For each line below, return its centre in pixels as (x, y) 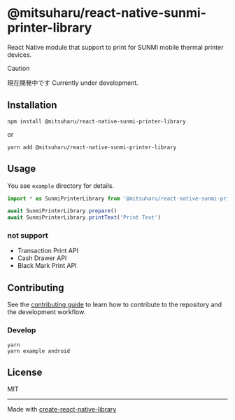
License (25, 372)
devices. (20, 55)
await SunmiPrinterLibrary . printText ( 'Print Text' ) (84, 218)
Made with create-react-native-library (62, 409)
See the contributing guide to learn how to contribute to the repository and (115, 305)
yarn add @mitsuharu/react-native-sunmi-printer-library (92, 147)
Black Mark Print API (47, 266)
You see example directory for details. (60, 185)
